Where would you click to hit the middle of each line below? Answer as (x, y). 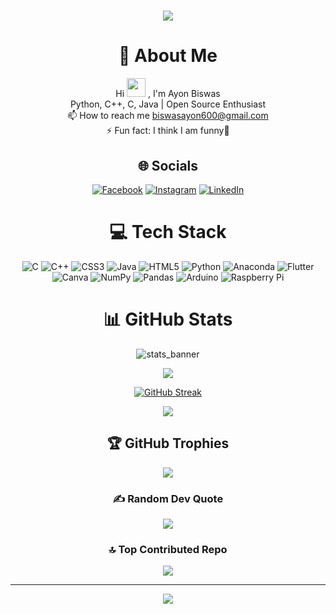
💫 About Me (168, 56)
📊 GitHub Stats (168, 319)
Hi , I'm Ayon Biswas (168, 94)
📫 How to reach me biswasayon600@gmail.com (168, 116)
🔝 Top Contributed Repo (168, 549)
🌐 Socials (168, 165)
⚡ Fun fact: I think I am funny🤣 (168, 131)
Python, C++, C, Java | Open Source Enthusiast (168, 104)
